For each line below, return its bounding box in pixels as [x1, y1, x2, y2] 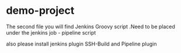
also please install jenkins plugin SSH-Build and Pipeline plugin [6, 40, 157, 47]
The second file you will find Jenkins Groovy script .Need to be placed [6, 23, 175, 30]
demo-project [6, 4, 75, 17]
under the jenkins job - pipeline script [6, 29, 96, 36]
